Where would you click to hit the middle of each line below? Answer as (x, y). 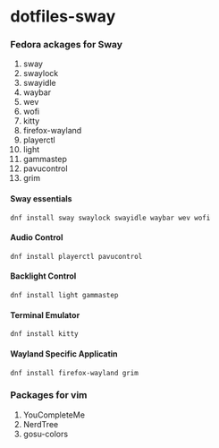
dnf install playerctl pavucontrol (76, 256)
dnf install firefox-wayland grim (75, 373)
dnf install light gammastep (64, 296)
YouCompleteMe (54, 415)
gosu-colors (46, 434)
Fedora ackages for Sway (67, 45)
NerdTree (41, 424)
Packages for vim (49, 395)
